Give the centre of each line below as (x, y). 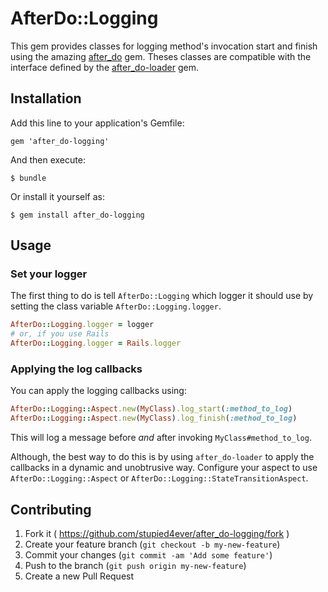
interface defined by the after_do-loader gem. (105, 67)
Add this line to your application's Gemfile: (97, 123)
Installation (46, 98)
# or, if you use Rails (60, 334)
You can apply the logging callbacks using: (98, 391)
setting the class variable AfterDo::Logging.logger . (116, 306)
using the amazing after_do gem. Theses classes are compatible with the (161, 56)
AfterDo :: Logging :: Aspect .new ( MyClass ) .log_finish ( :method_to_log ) (154, 418)
